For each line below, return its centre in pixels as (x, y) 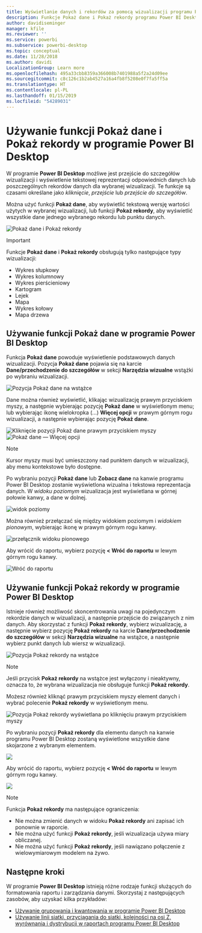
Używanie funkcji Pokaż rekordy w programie (93, 587)
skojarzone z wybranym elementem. (51, 745)
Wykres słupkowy (37, 270)
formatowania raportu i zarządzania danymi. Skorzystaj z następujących (96, 893)
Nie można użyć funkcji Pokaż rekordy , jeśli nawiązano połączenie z (100, 846)
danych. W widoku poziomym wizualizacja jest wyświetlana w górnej (92, 491)
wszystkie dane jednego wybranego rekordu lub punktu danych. (86, 217)
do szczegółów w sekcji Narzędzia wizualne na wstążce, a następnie (93, 637)
